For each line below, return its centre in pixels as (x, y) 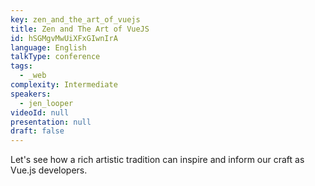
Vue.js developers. (49, 170)
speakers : (31, 94)
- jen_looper (46, 103)
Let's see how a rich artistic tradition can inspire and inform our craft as (157, 160)
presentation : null (51, 122)
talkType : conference (55, 57)
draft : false (37, 131)
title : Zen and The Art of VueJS (80, 29)
